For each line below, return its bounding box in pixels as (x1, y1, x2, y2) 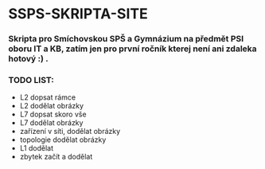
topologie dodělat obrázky (19, 135, 107, 144)
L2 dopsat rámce (19, 92, 76, 102)
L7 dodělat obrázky (19, 118, 84, 128)
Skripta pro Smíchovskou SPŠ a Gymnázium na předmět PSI (8, 33, 244, 45)
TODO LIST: (8, 75, 54, 86)
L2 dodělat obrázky (19, 101, 84, 111)
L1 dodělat (19, 143, 54, 153)
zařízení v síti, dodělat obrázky (19, 127, 121, 136)
